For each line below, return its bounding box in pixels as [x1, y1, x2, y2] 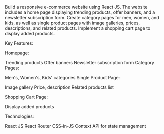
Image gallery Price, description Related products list [5, 84, 114, 90]
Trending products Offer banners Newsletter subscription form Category [5, 60, 155, 65]
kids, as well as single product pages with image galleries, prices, [5, 20, 140, 26]
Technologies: [5, 113, 34, 119]
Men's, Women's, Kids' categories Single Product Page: [5, 75, 120, 80]
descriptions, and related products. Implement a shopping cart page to [5, 25, 151, 31]
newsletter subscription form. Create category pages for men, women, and [5, 15, 159, 20]
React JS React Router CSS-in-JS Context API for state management [5, 123, 146, 129]
